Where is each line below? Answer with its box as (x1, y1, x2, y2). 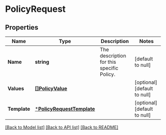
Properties (5, 23, 39, 32)
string (35, 58, 49, 65)
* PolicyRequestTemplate (35, 105, 95, 112)
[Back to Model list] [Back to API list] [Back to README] (5, 125, 119, 130)
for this (99, 58, 117, 65)
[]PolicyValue (35, 85, 68, 92)
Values (7, 85, 25, 92)
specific (99, 65, 119, 71)
